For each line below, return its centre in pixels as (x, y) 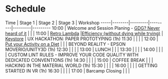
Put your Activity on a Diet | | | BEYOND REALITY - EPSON (65, 44)
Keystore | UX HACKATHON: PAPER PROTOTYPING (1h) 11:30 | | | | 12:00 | (82, 39)
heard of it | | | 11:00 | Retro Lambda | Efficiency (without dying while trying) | (84, 33)
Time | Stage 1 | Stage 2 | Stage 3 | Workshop (52, 23)
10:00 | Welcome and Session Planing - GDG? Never (106, 28)
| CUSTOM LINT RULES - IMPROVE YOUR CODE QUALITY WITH (72, 55)
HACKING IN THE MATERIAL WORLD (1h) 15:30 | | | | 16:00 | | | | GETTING (81, 65)
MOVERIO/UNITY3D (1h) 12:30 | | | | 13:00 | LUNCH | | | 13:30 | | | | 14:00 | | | (84, 49)
